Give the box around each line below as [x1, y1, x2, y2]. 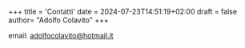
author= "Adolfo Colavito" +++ [8, 15, 110, 25]
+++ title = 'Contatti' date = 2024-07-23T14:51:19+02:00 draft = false [8, 7, 238, 16]
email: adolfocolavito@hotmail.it [8, 31, 114, 40]
